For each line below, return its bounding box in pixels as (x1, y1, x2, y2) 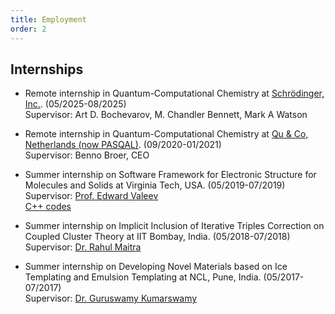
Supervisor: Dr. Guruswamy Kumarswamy (24, 292, 198, 305)
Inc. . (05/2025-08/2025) (24, 98, 127, 110)
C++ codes (24, 201, 72, 213)
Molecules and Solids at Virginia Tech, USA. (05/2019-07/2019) (24, 179, 286, 191)
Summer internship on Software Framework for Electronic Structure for (24, 169, 317, 181)
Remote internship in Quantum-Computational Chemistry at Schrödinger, (24, 87, 325, 100)
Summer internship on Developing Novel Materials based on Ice (24, 261, 288, 273)
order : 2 (10, 24, 47, 34)
